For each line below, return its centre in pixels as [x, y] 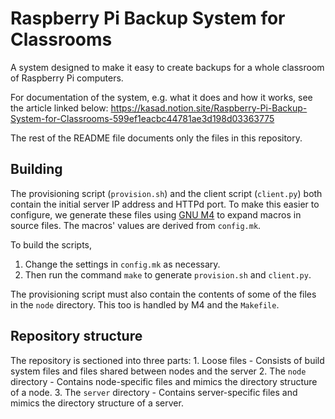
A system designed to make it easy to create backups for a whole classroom [167, 67]
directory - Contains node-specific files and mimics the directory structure [164, 381]
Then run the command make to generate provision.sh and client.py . [168, 274]
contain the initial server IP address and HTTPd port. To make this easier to [165, 204]
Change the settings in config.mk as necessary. [122, 264]
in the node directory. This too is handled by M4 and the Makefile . [145, 304]
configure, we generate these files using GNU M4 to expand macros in [156, 214]
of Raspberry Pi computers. [67, 78]
